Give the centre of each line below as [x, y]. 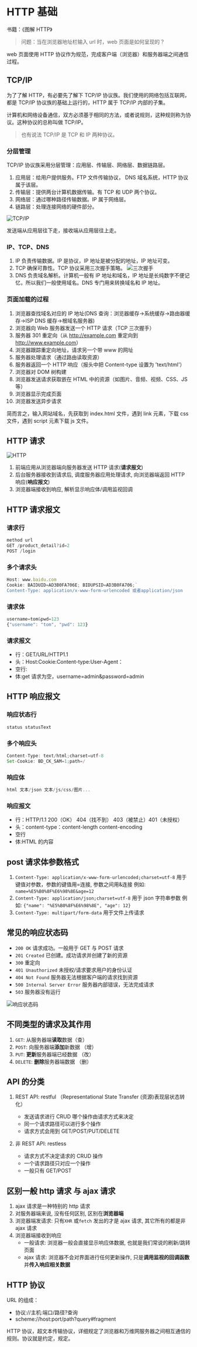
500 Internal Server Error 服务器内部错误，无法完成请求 [84, 984]
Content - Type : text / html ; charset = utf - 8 [55, 756]
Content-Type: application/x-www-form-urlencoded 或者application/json [95, 590]
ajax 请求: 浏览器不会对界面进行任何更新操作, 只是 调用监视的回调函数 [107, 1258]
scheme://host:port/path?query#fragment [65, 1319]
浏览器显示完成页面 [38, 394]
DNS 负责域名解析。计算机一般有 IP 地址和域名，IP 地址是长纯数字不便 [100, 275]
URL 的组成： [23, 1300]
